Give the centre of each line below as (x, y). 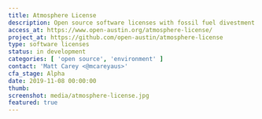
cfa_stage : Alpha (37, 74)
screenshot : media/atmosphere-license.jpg (79, 96)
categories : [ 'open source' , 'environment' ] (86, 59)
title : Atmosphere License (52, 15)
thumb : (19, 88)
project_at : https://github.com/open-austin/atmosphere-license (116, 37)
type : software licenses (49, 45)
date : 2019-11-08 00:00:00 (52, 81)
